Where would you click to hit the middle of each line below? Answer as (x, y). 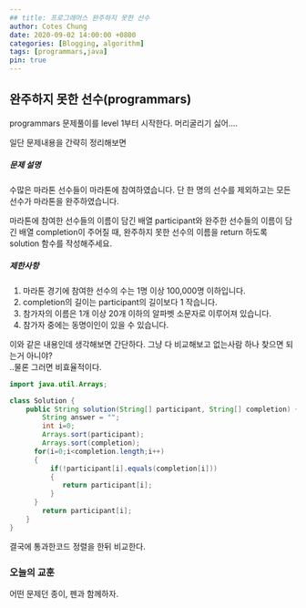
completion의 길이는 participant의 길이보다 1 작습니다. (120, 302)
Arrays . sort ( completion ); (92, 443)
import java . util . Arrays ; (58, 384)
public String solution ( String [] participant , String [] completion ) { (163, 409)
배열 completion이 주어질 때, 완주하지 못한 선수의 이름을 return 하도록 (143, 232)
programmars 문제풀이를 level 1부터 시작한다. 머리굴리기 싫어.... (124, 123)
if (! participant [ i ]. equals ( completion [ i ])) (134, 469)
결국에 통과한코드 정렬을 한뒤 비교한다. (77, 546)
